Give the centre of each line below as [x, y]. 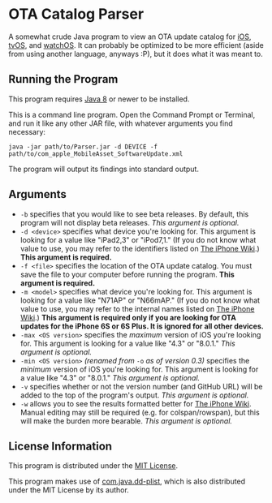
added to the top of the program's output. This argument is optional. [134, 395]
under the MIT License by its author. [69, 490]
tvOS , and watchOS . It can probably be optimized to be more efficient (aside [136, 45]
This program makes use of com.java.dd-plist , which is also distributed [127, 482]
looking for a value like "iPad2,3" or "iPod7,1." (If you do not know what [138, 239]
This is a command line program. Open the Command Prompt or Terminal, [132, 114]
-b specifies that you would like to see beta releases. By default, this [134, 214]
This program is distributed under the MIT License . [93, 466]
